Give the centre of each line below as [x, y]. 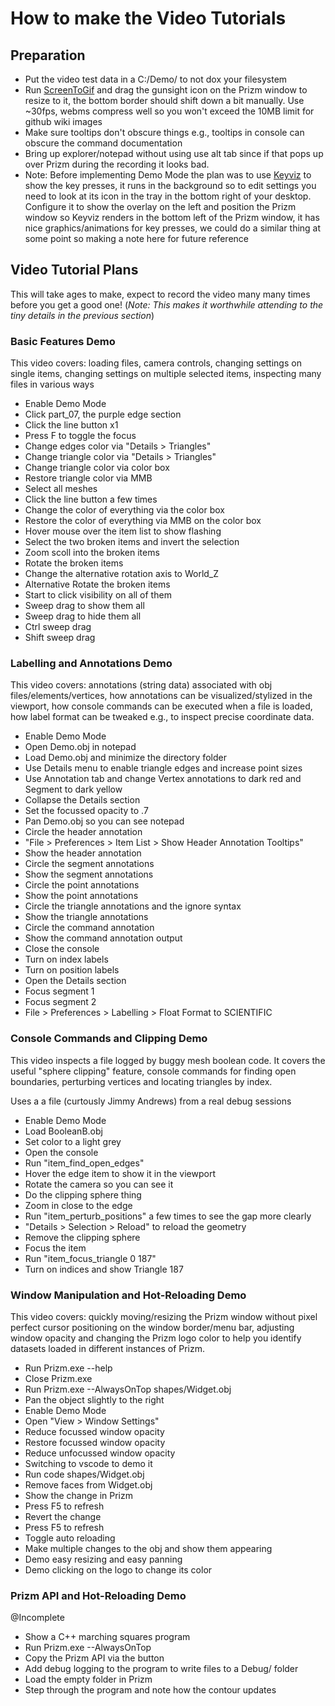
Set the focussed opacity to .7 [86, 811]
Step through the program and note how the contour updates [150, 1690]
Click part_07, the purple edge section [103, 414]
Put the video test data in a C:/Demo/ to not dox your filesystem [156, 79]
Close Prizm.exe [58, 1378]
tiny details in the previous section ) [82, 315]
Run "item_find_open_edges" [84, 1163]
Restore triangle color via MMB [88, 478]
